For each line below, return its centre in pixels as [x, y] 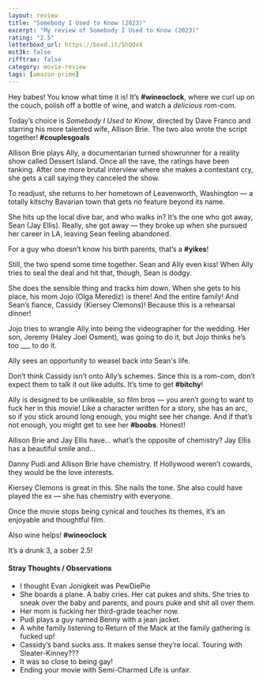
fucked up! [37, 636]
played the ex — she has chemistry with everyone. [90, 495]
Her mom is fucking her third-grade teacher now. [99, 611]
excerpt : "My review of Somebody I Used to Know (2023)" [104, 30]
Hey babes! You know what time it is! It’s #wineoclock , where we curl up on [131, 96]
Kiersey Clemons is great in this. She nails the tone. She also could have [126, 488]
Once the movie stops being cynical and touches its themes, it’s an [116, 511]
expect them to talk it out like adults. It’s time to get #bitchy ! [106, 384]
